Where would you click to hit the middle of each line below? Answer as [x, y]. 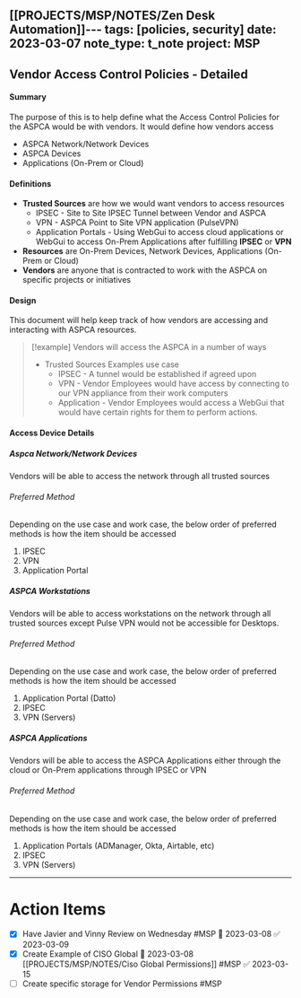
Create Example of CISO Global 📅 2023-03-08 [108, 954]
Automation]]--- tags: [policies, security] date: [143, 30]
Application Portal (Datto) [69, 698]
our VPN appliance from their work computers [143, 393]
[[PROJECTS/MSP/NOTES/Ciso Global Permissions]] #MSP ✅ [136, 964]
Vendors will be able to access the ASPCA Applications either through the [145, 761]
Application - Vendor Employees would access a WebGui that [171, 403]
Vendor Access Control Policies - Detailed [129, 74]
